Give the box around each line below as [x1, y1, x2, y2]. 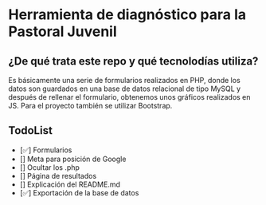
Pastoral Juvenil [8, 22, 117, 41]
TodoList [8, 124, 53, 137]
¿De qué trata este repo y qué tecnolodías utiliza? [8, 54, 259, 68]
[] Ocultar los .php [19, 162, 80, 172]
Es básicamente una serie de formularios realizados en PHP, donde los [8, 76, 241, 85]
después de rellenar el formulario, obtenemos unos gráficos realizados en [8, 93, 251, 101]
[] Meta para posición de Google [19, 154, 127, 164]
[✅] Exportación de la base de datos [19, 187, 139, 197]
